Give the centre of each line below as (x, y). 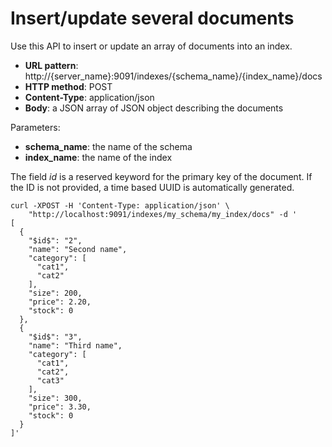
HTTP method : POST (68, 86)
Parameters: (35, 127)
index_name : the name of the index (98, 157)
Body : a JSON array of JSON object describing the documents (154, 108)
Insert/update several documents (152, 18)
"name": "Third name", (75, 345)
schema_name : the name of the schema (108, 146)
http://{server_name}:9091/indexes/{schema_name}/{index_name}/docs (173, 76)
